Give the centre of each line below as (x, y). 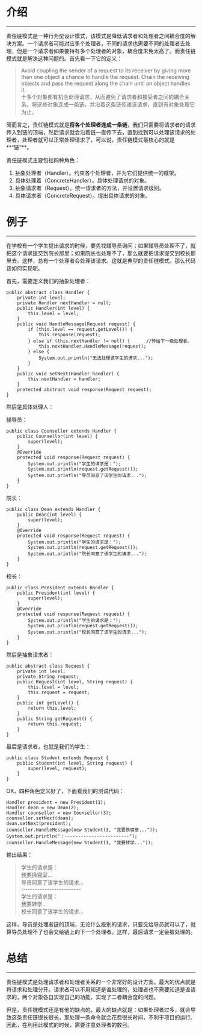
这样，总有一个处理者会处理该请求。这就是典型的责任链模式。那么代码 (109, 260)
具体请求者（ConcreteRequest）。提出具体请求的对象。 (83, 195)
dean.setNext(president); (38, 823)
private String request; (48, 676)
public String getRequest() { (55, 719)
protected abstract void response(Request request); (84, 389)
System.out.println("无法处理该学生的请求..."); (96, 358)
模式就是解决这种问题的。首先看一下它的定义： (64, 58)
